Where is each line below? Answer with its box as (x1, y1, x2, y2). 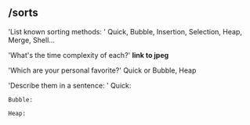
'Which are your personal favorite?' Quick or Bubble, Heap (8, 66, 197, 75)
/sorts (8, 6, 39, 20)
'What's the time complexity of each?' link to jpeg (8, 50, 169, 59)
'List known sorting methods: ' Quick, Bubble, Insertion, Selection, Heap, (8, 27, 243, 36)
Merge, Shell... (8, 35, 55, 45)
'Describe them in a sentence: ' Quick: (8, 80, 132, 90)
